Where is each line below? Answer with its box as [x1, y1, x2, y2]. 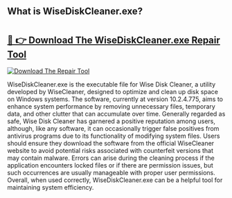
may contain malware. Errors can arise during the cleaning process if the [7, 154, 215, 162]
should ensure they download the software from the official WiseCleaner [7, 139, 215, 147]
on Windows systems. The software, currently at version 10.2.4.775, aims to [7, 95, 224, 103]
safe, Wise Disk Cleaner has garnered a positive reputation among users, [7, 117, 216, 125]
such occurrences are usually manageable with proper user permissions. [7, 169, 216, 177]
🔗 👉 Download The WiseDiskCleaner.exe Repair [7, 34, 220, 46]
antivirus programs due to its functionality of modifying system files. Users [7, 132, 220, 140]
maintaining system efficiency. [7, 183, 94, 191]
